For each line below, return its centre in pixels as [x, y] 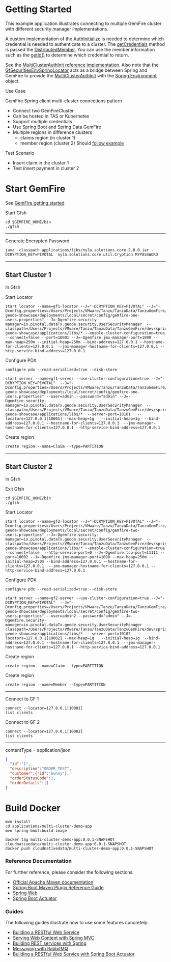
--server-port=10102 [109, 634]
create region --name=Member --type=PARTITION [55, 685]
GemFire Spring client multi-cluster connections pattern [64, 101]
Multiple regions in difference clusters [52, 132]
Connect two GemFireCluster [43, 110]
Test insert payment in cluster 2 [46, 168]
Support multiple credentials [42, 121]
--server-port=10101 [109, 414]
